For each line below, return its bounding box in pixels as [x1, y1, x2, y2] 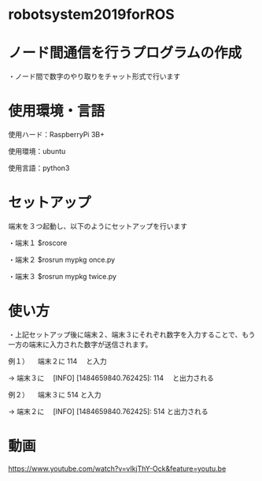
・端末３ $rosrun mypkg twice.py [8, 272, 116, 281]
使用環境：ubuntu [8, 147, 66, 156]
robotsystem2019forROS [8, 6, 175, 24]
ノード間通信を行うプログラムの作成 [8, 44, 242, 62]
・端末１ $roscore [8, 238, 68, 248]
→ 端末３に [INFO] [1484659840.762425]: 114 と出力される [8, 373, 214, 382]
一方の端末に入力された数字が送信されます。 [8, 339, 153, 349]
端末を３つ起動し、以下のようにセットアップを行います [8, 222, 187, 230]
